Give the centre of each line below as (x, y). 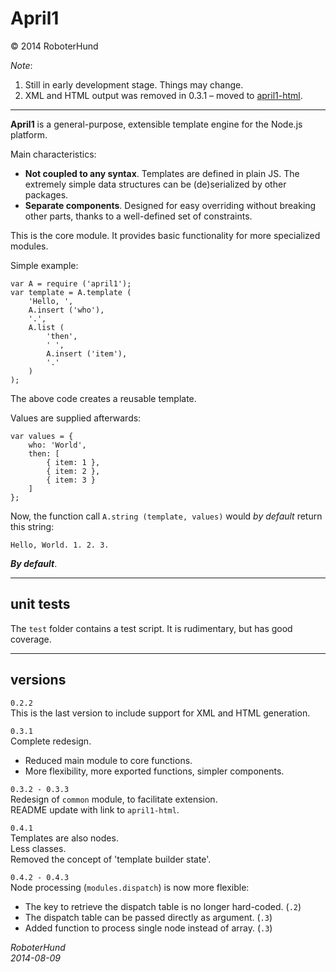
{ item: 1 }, (73, 462)
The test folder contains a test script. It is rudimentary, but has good (151, 628)
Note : (21, 65)
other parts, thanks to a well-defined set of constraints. (138, 216)
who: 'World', (57, 445)
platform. (29, 134)
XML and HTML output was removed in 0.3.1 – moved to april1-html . (163, 95)
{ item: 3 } (71, 480)
